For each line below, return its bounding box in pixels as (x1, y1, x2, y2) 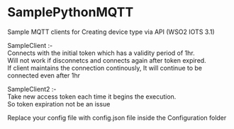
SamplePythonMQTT (7, 4, 134, 20)
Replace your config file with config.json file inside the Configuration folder (7, 113, 227, 122)
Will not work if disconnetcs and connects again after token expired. (7, 56, 207, 64)
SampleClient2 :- (7, 85, 57, 93)
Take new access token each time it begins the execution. (7, 92, 177, 101)
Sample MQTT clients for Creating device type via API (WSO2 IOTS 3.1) (7, 27, 215, 36)
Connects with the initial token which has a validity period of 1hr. (7, 49, 195, 57)
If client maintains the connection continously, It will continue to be (7, 63, 203, 72)
